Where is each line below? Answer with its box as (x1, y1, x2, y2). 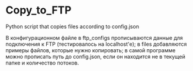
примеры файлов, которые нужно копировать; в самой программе (5, 46, 176, 53)
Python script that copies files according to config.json (5, 23, 140, 30)
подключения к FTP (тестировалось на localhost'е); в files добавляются (5, 40, 187, 48)
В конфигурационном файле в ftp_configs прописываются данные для (5, 34, 183, 41)
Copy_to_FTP (5, 4, 72, 17)
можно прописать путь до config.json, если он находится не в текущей (5, 53, 186, 60)
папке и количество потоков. (5, 59, 79, 66)
